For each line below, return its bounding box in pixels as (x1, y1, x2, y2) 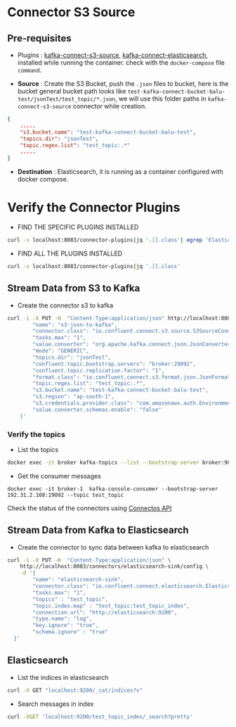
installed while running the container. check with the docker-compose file (17, 58, 225, 67)
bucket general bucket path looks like (17, 87, 126, 95)
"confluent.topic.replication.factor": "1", (32, 367, 165, 374)
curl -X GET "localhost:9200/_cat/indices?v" (7, 687, 143, 694)
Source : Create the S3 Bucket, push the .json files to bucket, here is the (17, 80, 229, 88)
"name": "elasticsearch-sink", (32, 576, 124, 583)
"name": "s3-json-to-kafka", (32, 321, 118, 328)
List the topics (17, 445, 59, 454)
